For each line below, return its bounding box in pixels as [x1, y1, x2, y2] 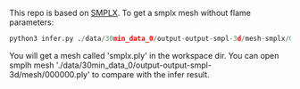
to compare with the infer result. [92, 69, 210, 79]
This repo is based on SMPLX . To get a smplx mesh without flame [9, 8, 252, 18]
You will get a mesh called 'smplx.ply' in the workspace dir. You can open [9, 50, 279, 61]
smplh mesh [9, 60, 54, 70]
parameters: [9, 17, 54, 28]
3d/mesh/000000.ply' [9, 69, 91, 79]
